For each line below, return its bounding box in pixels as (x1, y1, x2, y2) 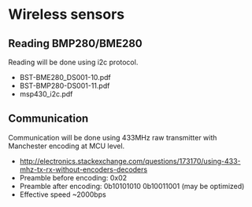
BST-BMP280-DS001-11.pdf (19, 81, 110, 90)
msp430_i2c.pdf (19, 89, 73, 99)
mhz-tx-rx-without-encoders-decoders (19, 165, 148, 174)
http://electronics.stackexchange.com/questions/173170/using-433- (19, 156, 241, 165)
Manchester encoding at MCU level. (8, 141, 125, 151)
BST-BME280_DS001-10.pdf (19, 73, 112, 82)
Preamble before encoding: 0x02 (19, 172, 128, 182)
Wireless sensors (8, 5, 125, 24)
